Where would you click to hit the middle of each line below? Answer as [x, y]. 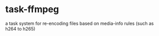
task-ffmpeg [32, 9]
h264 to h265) [20, 28]
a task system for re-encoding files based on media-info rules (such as [80, 23]
